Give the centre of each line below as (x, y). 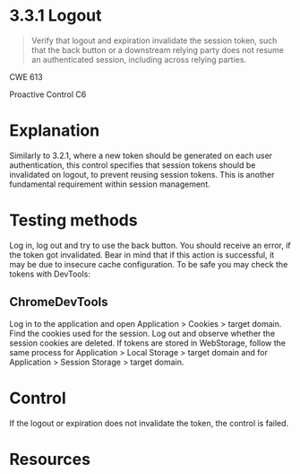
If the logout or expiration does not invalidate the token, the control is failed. (149, 423)
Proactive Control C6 (48, 94)
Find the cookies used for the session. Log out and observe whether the (142, 333)
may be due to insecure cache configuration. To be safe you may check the (149, 264)
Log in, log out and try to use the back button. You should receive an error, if (150, 245)
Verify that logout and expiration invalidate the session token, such (154, 40)
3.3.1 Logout (56, 16)
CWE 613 (26, 76)
